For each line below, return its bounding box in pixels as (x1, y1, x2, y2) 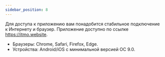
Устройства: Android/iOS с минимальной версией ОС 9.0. (12, 46, 135, 52)
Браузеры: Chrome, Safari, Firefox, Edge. (12, 41, 98, 47)
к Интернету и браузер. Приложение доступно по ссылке (5, 26, 129, 32)
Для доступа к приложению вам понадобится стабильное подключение (5, 21, 160, 27)
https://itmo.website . (5, 31, 48, 37)
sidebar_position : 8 (5, 7, 48, 12)
